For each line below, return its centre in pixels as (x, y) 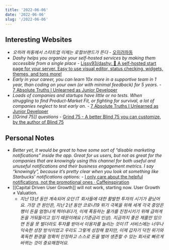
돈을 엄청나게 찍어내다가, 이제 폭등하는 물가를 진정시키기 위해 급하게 (96, 211)
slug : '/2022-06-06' (27, 19)
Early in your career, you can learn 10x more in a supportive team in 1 (84, 79)
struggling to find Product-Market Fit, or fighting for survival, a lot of (83, 101)
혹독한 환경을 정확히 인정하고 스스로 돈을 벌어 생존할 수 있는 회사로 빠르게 (92, 236)
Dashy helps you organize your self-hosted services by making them (84, 58)
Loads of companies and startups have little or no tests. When (77, 96)
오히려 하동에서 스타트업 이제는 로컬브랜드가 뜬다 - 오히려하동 (73, 52)
